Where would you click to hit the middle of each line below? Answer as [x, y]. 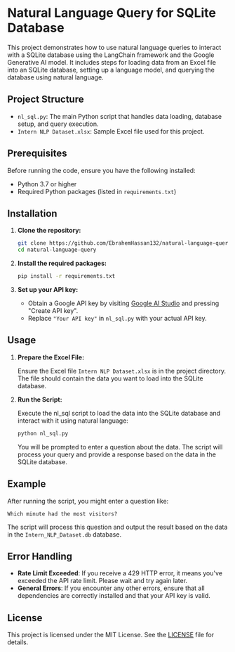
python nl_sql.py [43, 433]
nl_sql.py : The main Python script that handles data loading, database [120, 116]
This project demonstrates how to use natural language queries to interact [114, 47]
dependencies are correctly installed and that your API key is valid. [114, 596]
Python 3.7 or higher [47, 184]
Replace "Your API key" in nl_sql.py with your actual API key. [117, 318]
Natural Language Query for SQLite [112, 13]
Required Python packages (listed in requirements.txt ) [97, 191]
